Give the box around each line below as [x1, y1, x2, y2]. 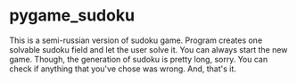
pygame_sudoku [9, 5, 136, 26]
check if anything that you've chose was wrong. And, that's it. [9, 63, 236, 74]
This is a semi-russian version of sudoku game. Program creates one [9, 35, 263, 46]
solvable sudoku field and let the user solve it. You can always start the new [9, 44, 288, 54]
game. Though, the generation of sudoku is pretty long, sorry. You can [9, 54, 268, 64]
